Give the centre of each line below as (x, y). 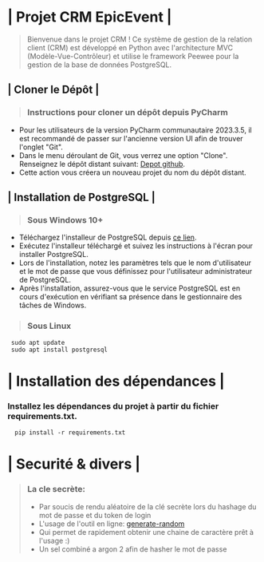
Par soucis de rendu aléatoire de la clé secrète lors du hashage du (148, 506)
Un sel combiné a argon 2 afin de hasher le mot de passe (133, 549)
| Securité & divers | (74, 464)
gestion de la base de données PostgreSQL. (99, 65)
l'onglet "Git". (41, 147)
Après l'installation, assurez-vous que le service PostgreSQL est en (130, 288)
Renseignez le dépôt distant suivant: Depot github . (102, 164)
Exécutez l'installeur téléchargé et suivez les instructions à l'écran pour (136, 246)
